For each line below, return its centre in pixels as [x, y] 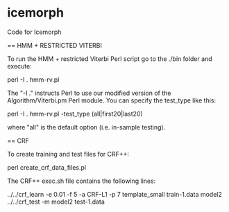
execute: [20, 66]
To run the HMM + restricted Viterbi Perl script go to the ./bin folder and [110, 59]
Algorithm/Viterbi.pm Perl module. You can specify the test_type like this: [112, 100]
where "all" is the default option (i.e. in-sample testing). [86, 127]
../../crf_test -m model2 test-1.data [56, 202]
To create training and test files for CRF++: [68, 154]
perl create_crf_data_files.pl [47, 167]
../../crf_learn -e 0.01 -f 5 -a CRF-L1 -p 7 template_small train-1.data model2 [114, 194]
